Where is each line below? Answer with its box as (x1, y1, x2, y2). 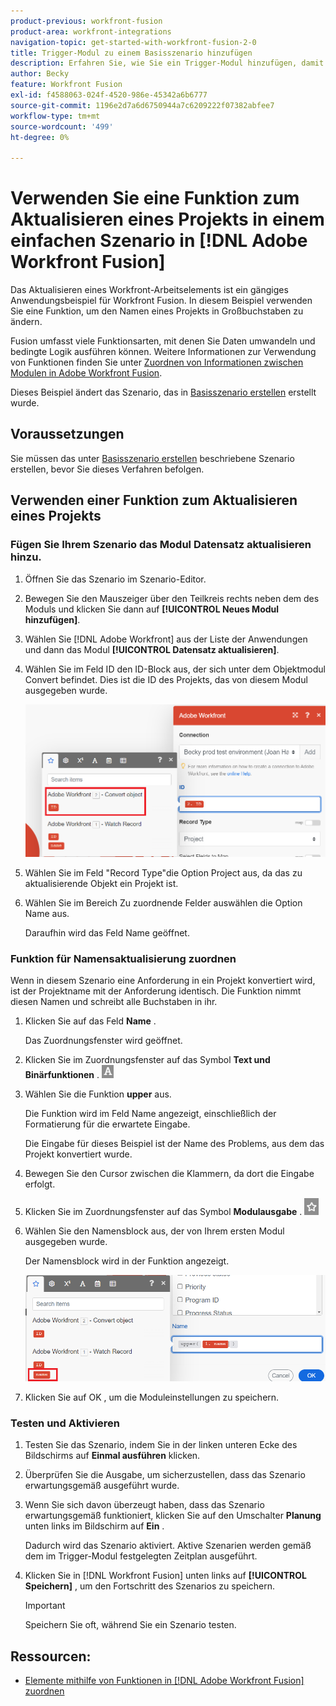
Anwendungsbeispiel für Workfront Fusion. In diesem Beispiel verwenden (10, 295, 313, 307)
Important (24, 1600, 66, 1612)
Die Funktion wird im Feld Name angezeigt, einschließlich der (24, 1108, 277, 1120)
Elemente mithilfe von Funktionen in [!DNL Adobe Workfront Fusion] (24, 1675, 305, 1687)
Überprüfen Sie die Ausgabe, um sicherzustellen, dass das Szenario (24, 1469, 306, 1481)
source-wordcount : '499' (10, 121, 114, 132)
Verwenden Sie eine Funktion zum (10, 187, 300, 210)
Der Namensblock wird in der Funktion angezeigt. (24, 1255, 230, 1267)
